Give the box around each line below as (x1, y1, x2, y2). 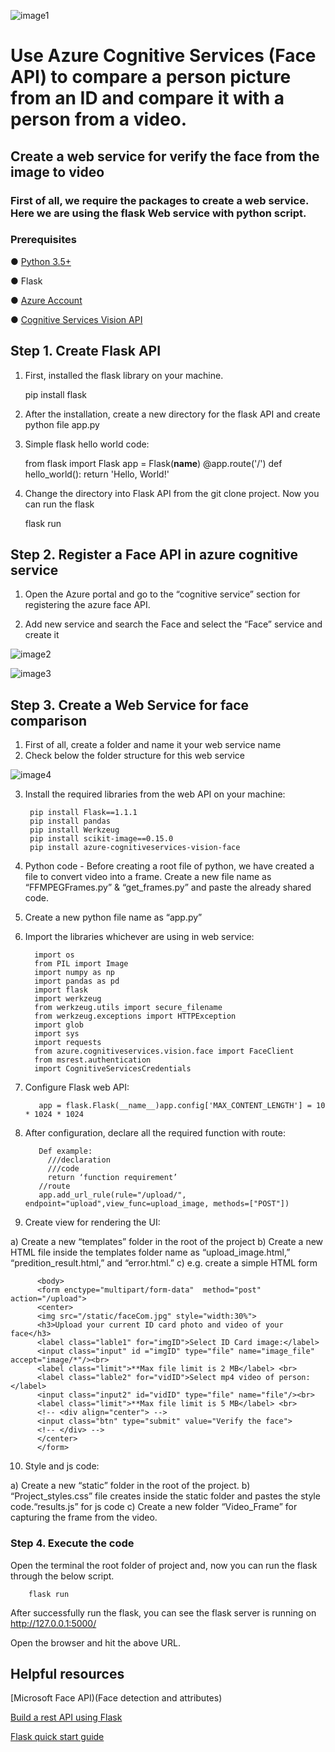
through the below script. (10, 1570, 115, 1582)
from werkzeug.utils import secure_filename (34, 1003, 223, 1013)
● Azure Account (10, 294, 83, 306)
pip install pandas (29, 816, 111, 827)
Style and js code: (24, 1460, 100, 1472)
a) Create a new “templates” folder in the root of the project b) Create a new (10, 1236, 324, 1248)
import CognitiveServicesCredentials (34, 1064, 192, 1074)
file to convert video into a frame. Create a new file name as (24, 871, 272, 883)
